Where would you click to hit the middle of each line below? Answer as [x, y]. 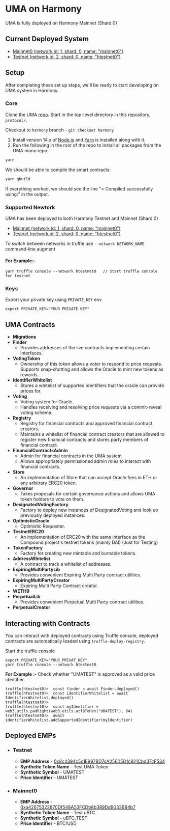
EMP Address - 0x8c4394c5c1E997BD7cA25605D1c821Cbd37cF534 [93, 761]
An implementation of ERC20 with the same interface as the [83, 537]
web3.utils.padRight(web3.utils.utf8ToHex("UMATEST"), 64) [69, 711]
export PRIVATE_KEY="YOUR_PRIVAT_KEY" [46, 660]
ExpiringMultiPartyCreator [41, 580]
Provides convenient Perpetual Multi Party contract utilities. [82, 602]
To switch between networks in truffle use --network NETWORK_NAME [75, 243]
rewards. [29, 375]
